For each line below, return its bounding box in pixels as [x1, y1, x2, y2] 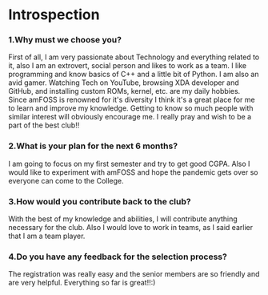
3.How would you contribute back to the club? [8, 196, 191, 207]
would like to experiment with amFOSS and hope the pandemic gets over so [8, 167, 258, 177]
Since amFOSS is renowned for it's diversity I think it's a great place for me [8, 95, 255, 105]
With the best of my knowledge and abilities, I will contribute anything [8, 214, 238, 224]
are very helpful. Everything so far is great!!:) [8, 278, 156, 288]
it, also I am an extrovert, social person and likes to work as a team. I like [8, 61, 247, 71]
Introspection [8, 6, 100, 24]
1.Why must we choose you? [8, 34, 122, 46]
